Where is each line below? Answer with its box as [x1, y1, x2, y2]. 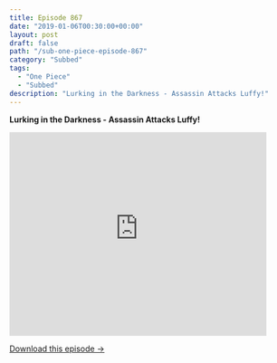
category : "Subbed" [9, 55, 83, 64]
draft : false [9, 38, 59, 48]
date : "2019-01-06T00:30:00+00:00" [9, 22, 144, 31]
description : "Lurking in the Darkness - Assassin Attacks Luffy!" [9, 89, 270, 98]
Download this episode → [9, 343, 105, 354]
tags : [9, 64, 30, 73]
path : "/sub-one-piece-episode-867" [9, 47, 148, 56]
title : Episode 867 [9, 13, 83, 23]
